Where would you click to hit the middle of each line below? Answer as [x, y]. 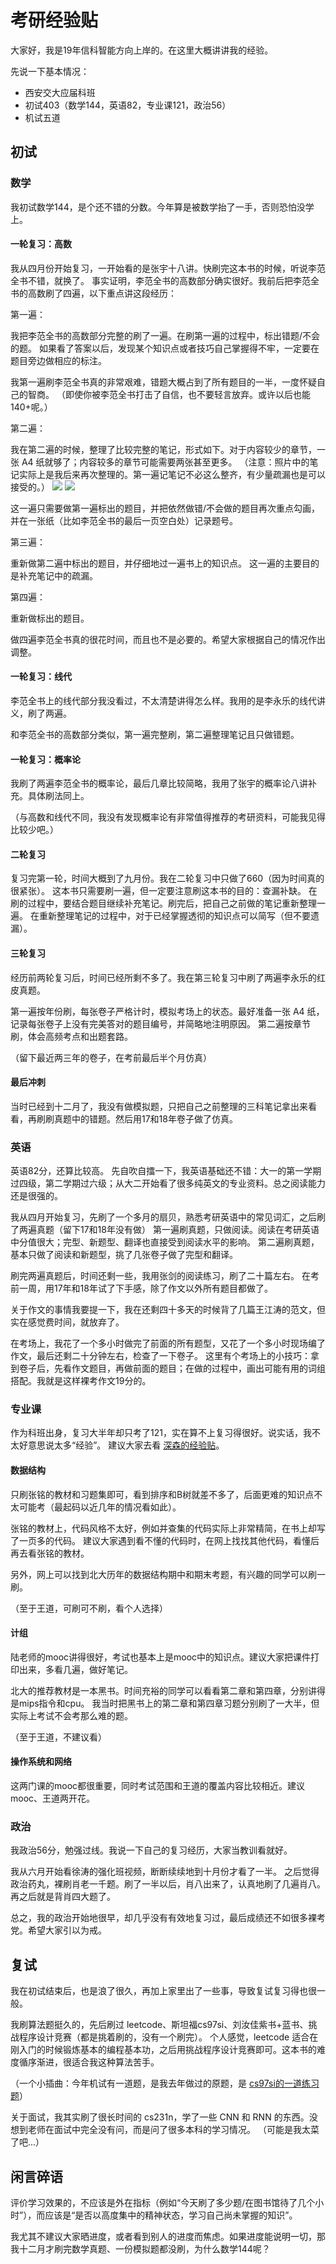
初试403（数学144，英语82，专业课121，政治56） [128, 105]
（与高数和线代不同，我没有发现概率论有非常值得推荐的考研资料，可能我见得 [168, 817]
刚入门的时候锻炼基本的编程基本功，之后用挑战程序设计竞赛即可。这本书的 [163, 2050]
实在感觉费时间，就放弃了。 [67, 1322]
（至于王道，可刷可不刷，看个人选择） [89, 1608]
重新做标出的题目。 [50, 618]
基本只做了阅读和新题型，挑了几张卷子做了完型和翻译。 [124, 1255]
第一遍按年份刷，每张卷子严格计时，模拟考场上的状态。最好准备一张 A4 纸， [167, 1011]
